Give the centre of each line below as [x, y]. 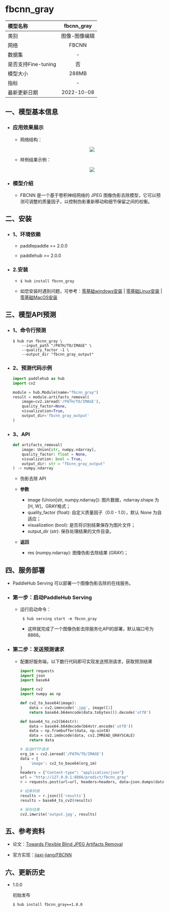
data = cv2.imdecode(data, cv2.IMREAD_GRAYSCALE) [82, 735]
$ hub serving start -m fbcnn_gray [60, 619]
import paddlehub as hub [38, 378]
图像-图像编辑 [78, 36]
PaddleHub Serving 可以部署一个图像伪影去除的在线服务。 [73, 583]
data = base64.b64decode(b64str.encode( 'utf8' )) [81, 726]
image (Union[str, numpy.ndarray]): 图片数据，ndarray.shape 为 [93, 500]
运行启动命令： [35, 609]
